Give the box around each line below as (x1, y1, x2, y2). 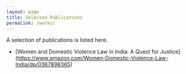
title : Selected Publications (6, 14, 83, 20)
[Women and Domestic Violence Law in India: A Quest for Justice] (15, 48, 181, 55)
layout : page (6, 8, 40, 15)
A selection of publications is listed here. (6, 37, 108, 44)
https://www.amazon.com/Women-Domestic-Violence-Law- (17, 55, 168, 62)
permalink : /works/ (6, 20, 56, 26)
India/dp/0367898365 (15, 61, 71, 68)
